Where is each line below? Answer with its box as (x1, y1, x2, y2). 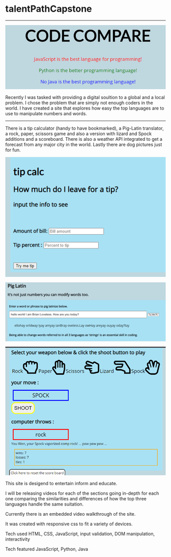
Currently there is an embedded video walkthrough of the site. (5, 511, 136, 517)
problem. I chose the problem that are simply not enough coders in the (5, 100, 154, 106)
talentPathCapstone (5, 3, 93, 15)
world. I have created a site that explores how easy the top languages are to (5, 105, 164, 111)
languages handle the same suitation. (5, 501, 84, 508)
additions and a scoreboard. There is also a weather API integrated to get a (5, 136, 163, 142)
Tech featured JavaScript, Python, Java (5, 546, 88, 552)
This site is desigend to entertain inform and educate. (5, 480, 118, 487)
